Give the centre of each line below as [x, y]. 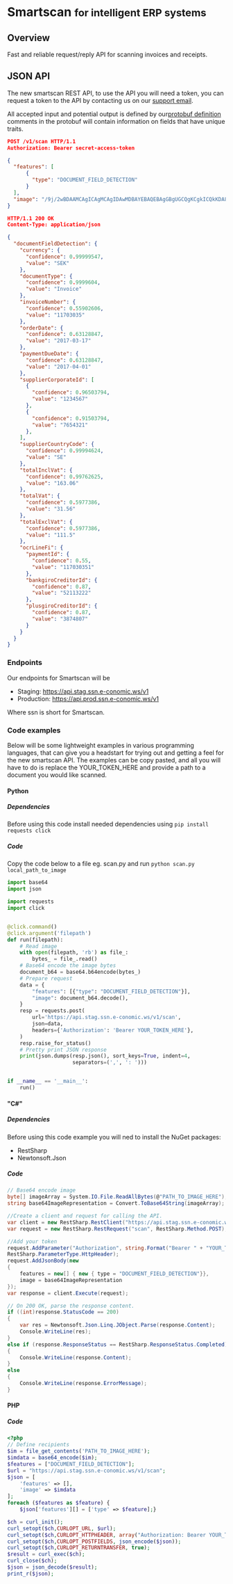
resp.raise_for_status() [55, 1043]
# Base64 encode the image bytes [68, 966]
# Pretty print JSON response [63, 1050]
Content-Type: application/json [54, 225]
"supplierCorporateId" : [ [57, 380]
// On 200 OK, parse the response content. [71, 1306]
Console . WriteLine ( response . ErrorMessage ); [84, 1384]
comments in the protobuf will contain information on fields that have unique [116, 121]
